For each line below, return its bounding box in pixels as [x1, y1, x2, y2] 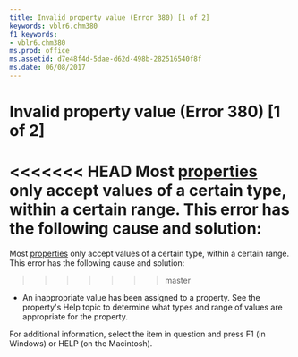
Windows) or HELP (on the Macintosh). [9, 338, 153, 349]
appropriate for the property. [21, 311, 128, 322]
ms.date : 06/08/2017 [9, 64, 87, 72]
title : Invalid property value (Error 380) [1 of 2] [9, 13, 210, 22]
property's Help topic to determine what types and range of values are [21, 302, 284, 312]
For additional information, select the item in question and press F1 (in [9, 328, 266, 339]
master [165, 275, 191, 285]
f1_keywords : [9, 30, 58, 38]
